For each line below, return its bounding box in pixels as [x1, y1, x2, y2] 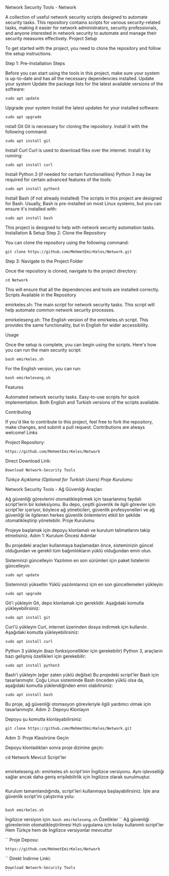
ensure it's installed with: [5, 206, 57, 212]
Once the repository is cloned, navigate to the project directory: [5, 268, 137, 274]
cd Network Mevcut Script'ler [5, 755, 67, 760]
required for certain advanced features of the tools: [5, 176, 112, 182]
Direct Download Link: [5, 458, 51, 464]
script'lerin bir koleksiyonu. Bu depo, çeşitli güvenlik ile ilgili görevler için [5, 502, 156, 507]
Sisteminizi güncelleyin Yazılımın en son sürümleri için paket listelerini [5, 557, 150, 564]
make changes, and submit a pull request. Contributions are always [5, 424, 145, 430]
